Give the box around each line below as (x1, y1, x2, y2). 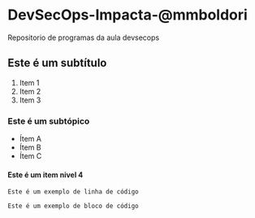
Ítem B (19, 142, 41, 152)
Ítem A (19, 134, 42, 144)
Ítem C (19, 151, 42, 161)
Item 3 (19, 95, 41, 105)
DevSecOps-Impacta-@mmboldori (7, 6, 249, 24)
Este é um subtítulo (7, 56, 107, 70)
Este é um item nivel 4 (7, 169, 84, 180)
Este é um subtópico (7, 116, 90, 127)
